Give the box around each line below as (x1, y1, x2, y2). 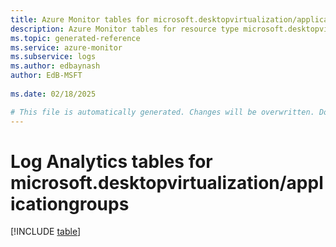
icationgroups (10, 192, 130, 215)
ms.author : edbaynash (10, 61, 101, 71)
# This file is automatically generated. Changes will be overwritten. (10, 107, 315, 117)
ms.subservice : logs (10, 52, 97, 62)
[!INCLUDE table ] (10, 226, 82, 238)
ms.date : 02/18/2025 (10, 89, 97, 99)
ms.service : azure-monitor (10, 42, 123, 53)
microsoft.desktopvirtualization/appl (10, 171, 324, 194)
